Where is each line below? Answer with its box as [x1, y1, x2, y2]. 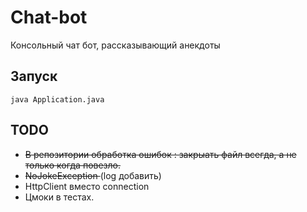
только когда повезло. [24, 159, 122, 171]
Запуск [10, 68, 58, 85]
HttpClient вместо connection [24, 180, 150, 192]
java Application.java [10, 94, 105, 105]
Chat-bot [10, 6, 88, 29]
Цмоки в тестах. [24, 191, 95, 203]
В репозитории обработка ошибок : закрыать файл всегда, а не [24, 148, 297, 160]
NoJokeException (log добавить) [24, 169, 162, 181]
